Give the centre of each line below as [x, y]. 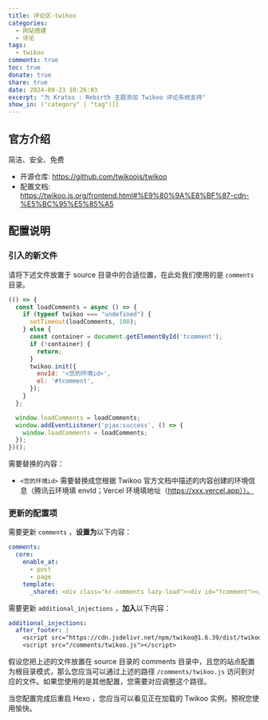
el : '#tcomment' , [65, 381]
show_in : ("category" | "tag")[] [64, 104]
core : [25, 555]
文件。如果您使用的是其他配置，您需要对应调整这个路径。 [116, 682]
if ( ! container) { [60, 344]
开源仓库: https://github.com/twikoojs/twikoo [93, 176]
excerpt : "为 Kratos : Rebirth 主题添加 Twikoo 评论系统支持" [107, 97]
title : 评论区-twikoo [42, 16]
